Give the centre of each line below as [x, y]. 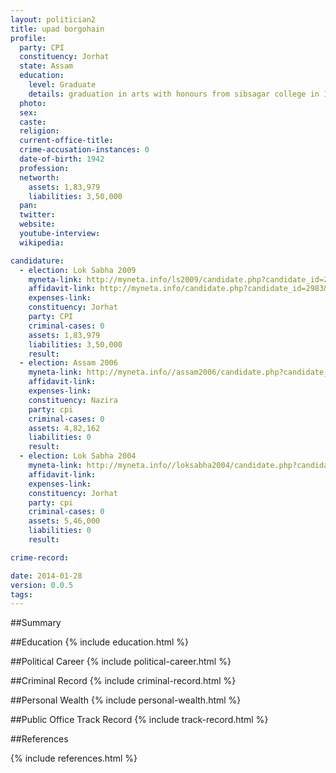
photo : [33, 103]
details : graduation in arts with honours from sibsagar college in [174, 94]
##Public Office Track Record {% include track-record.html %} [139, 720]
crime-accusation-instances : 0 [84, 150]
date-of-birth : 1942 [62, 159]
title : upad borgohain [57, 29]
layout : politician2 [53, 19]
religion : [39, 131]
